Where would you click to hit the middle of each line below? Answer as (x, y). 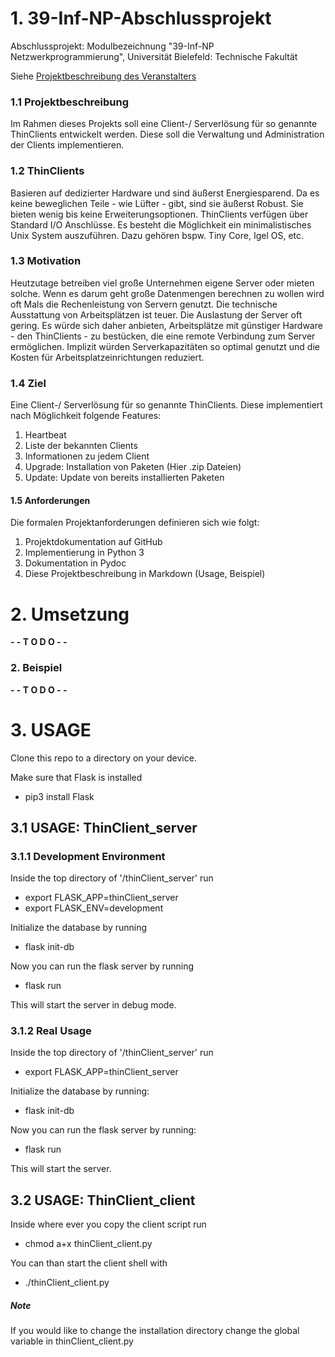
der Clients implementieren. (67, 145)
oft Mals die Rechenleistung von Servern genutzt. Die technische (144, 304)
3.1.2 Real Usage (51, 1031)
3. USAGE (51, 729)
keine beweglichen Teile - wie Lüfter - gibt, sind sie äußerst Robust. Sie (157, 203)
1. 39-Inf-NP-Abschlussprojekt (141, 18)
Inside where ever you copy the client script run (108, 1224)
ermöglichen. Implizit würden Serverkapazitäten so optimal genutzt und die (165, 346)
